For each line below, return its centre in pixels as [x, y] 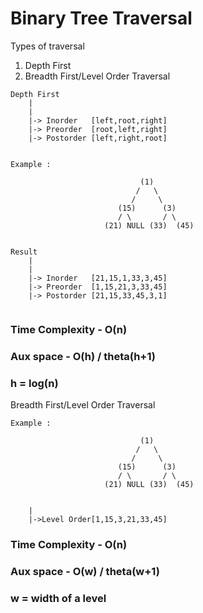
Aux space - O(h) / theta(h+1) [83, 356]
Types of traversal [47, 46]
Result [24, 252]
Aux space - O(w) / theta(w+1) [85, 571]
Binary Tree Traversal [101, 18]
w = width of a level [58, 598]
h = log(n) [34, 383]
